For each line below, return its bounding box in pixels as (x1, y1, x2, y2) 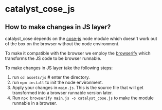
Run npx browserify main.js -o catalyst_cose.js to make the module (12, 95, 154, 101)
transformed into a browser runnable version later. (12, 90, 113, 95)
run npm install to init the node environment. (12, 79, 103, 85)
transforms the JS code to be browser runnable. (5, 55, 102, 61)
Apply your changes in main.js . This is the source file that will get (12, 85, 144, 91)
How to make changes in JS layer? (5, 23, 111, 31)
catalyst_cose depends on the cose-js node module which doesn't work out (5, 36, 157, 41)
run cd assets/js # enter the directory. (12, 74, 90, 80)
